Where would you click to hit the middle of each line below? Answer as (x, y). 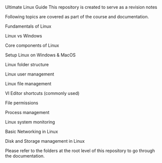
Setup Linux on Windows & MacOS (40, 55)
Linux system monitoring (30, 122)
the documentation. (25, 156)
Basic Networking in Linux (32, 131)
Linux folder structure (27, 64)
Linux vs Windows (24, 36)
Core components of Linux (32, 45)
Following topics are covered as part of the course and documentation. (77, 17)
